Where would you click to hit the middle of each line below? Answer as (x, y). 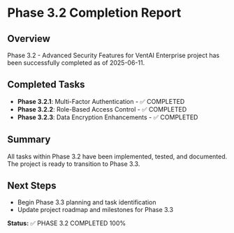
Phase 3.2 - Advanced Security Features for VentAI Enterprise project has (114, 55)
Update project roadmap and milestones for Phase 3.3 (95, 210)
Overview (29, 39)
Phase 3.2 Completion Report (94, 13)
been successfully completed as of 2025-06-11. (76, 63)
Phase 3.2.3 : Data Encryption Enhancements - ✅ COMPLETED (108, 117)
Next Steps (32, 186)
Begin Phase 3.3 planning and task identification (87, 202)
